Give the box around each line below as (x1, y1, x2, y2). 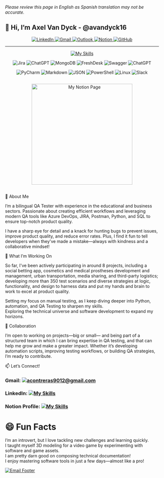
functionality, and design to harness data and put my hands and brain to (5, 283, 150, 289)
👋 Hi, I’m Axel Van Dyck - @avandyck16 (5, 23, 127, 32)
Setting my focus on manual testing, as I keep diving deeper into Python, (5, 298, 151, 304)
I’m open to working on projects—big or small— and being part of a (5, 332, 141, 338)
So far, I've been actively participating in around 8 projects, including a (5, 262, 147, 268)
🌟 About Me (5, 193, 29, 199)
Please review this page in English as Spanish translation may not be (5, 4, 144, 10)
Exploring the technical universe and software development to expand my (5, 308, 153, 314)
